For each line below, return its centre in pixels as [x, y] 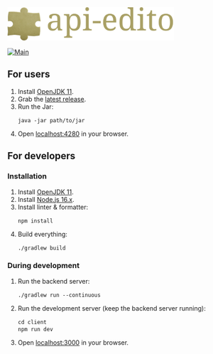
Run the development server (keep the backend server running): [111, 308]
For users [29, 74]
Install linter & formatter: [53, 207]
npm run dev [35, 329]
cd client [32, 322]
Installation [27, 176]
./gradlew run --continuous [59, 295]
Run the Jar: [35, 107]
